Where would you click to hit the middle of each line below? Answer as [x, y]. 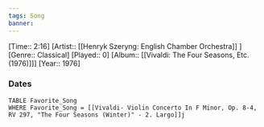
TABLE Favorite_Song [43, 100]
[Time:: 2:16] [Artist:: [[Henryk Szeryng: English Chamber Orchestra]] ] [125, 46]
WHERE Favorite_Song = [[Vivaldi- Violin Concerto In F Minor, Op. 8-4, [133, 108]
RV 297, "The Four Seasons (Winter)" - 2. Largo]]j [97, 115]
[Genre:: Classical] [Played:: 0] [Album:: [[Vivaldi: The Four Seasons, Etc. [129, 55]
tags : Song [27, 16]
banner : [21, 23]
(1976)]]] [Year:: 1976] [44, 63]
